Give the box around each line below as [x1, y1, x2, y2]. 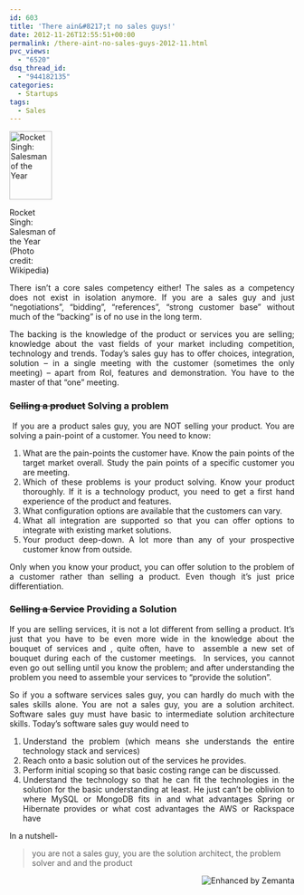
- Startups [17, 89, 59, 98]
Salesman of [9, 226, 56, 237]
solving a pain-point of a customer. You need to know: [9, 429, 212, 440]
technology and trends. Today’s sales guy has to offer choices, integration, [9, 348, 295, 359]
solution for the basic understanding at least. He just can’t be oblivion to [22, 784, 295, 794]
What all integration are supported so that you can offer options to [22, 515, 295, 525]
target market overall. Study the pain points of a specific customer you [22, 457, 295, 467]
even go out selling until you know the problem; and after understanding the [9, 662, 295, 673]
